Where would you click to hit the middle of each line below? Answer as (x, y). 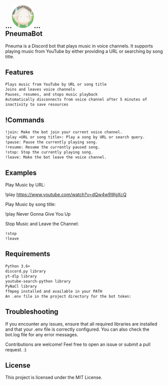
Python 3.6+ (18, 266)
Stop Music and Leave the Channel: (42, 224)
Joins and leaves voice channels (40, 89)
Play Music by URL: (25, 185)
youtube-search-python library (38, 281)
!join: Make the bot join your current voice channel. (64, 132)
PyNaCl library (21, 286)
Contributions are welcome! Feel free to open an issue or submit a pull (78, 344)
